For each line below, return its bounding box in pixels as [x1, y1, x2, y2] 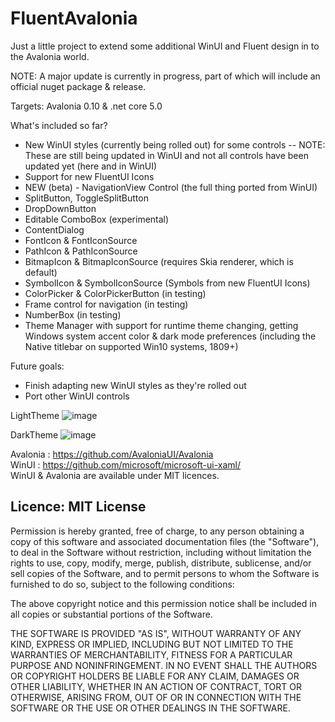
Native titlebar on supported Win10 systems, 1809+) [24, 340, 239, 352]
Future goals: [10, 360, 65, 372]
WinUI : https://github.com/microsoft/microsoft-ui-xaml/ [10, 458, 242, 471]
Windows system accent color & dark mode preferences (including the [24, 330, 317, 342]
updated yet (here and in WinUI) [24, 160, 158, 172]
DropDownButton [24, 202, 97, 214]
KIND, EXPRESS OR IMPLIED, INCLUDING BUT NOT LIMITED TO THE [10, 638, 294, 650]
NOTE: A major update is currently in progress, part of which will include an [10, 70, 321, 82]
